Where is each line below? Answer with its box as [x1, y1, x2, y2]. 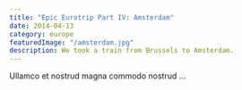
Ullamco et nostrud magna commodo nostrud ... [9, 70, 186, 81]
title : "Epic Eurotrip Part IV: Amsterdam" [9, 12, 175, 22]
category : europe [9, 29, 74, 38]
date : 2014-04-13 [9, 21, 74, 30]
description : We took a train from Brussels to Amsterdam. [9, 46, 235, 55]
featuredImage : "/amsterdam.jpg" [9, 37, 134, 47]
